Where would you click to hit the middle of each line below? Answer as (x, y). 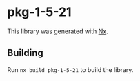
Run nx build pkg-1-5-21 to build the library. (70, 69)
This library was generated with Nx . (58, 31)
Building (25, 53)
